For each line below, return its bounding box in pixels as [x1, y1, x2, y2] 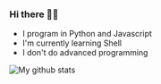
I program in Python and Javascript [21, 29, 152, 39]
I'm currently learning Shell [21, 38, 123, 48]
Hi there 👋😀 [9, 8, 59, 21]
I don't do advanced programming [21, 47, 148, 58]
